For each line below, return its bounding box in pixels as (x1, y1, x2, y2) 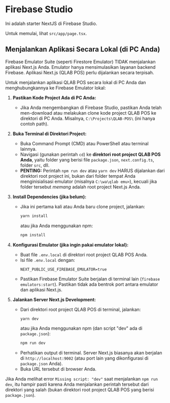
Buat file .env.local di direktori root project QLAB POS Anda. (20, 251, 148, 258)
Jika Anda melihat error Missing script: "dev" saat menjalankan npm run (5, 376, 158, 382)
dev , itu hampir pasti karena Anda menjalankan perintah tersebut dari (5, 381, 149, 388)
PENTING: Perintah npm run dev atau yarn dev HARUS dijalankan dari (20, 167, 165, 174)
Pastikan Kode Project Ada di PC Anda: (12, 94, 96, 100)
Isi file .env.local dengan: (20, 257, 75, 263)
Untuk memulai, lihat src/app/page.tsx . (5, 30, 87, 36)
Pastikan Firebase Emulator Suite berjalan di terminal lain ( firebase (20, 276, 160, 282)
